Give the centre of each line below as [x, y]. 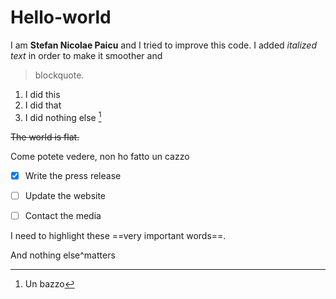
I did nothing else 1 [63, 116]
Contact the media [63, 215]
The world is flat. [45, 137]
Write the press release [73, 175]
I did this [42, 94]
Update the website [65, 195]
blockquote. [59, 75]
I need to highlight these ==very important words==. [118, 235]
